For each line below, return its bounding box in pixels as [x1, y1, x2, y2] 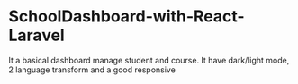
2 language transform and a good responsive [8, 64, 176, 75]
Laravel [8, 25, 65, 46]
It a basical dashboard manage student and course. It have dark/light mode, [8, 55, 290, 65]
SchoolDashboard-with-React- [8, 6, 245, 27]
